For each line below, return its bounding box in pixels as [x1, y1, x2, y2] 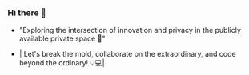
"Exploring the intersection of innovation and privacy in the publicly [18, 26, 242, 35]
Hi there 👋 [7, 7, 47, 18]
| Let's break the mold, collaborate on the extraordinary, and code [18, 49, 237, 59]
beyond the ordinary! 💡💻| [18, 58, 105, 68]
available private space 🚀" [18, 34, 106, 43]
